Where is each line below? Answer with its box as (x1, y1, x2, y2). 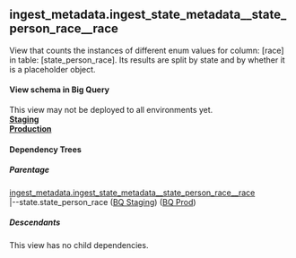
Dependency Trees (9, 143, 83, 155)
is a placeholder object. (9, 64, 96, 74)
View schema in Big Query (9, 84, 110, 95)
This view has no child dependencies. (9, 239, 149, 250)
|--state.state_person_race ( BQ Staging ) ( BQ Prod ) (9, 196, 196, 207)
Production (9, 124, 52, 134)
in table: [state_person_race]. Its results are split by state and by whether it (9, 54, 285, 65)
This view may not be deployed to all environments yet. (9, 105, 213, 116)
